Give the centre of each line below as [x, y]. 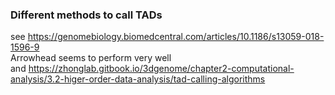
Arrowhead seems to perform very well [91, 58]
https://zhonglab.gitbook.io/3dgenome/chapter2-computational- [161, 69]
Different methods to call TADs [86, 15]
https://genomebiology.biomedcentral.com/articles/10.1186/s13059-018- [176, 37]
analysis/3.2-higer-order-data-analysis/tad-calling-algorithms [138, 79]
